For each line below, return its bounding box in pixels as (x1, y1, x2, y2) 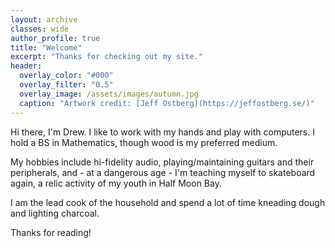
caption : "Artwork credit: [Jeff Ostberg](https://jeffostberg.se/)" (19, 98, 315, 108)
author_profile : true (10, 33, 101, 43)
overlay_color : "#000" (19, 71, 114, 81)
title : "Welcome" (10, 42, 83, 53)
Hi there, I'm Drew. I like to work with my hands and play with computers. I (10, 126, 315, 138)
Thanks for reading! (10, 226, 92, 238)
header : (10, 61, 43, 71)
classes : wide (10, 24, 70, 34)
